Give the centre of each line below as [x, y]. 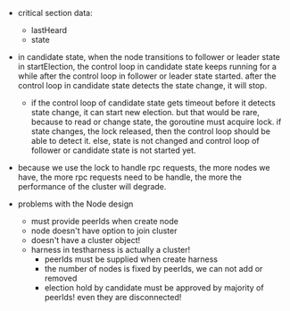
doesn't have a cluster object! [86, 240]
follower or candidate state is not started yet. [113, 150]
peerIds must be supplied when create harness [131, 259]
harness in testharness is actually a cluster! [111, 250]
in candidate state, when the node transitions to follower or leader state [149, 57]
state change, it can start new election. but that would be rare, [145, 112]
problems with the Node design [75, 204]
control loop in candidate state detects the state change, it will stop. [142, 85]
